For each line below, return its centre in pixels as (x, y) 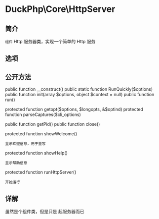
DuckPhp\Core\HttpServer (60, 9)
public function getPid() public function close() (53, 124)
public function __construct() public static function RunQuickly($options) (79, 89)
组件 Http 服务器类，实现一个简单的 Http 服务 (50, 41)
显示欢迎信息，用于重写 (25, 144)
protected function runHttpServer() (41, 172)
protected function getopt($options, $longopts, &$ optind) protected (74, 109)
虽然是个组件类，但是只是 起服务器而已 (45, 212)
